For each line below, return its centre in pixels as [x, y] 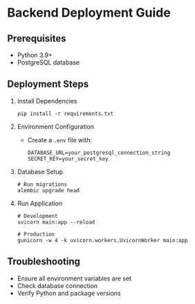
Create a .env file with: [59, 140]
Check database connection [57, 285]
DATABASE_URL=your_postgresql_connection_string [99, 153]
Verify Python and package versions [69, 293]
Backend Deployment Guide [89, 13]
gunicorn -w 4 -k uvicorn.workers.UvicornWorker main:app [102, 240]
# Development [37, 216]
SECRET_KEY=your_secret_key [68, 159]
